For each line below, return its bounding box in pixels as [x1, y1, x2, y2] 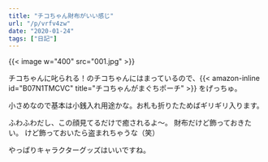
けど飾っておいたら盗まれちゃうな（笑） [24, 128, 160, 138]
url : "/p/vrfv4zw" [8, 19, 71, 28]
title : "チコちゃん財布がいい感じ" [8, 11, 115, 20]
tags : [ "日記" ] [8, 34, 58, 43]
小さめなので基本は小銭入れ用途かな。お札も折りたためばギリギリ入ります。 [8, 100, 264, 110]
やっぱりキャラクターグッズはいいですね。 [8, 145, 151, 155]
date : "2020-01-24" [8, 27, 75, 35]
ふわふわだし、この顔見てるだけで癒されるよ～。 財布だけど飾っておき [8, 118, 245, 128]
